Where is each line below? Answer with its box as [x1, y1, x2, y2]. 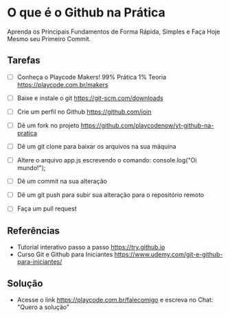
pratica [16, 129, 38, 137]
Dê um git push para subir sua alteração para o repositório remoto [16, 191, 205, 199]
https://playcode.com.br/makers [16, 80, 108, 88]
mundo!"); [16, 164, 46, 172]
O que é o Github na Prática [7, 5, 166, 21]
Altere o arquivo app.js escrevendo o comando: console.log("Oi [16, 156, 197, 164]
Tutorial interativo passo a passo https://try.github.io [16, 243, 165, 252]
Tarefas [7, 55, 41, 66]
